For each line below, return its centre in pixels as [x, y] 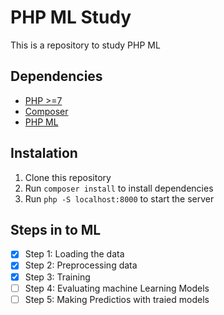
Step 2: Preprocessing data [81, 265]
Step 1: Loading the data [74, 254]
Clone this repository [68, 177]
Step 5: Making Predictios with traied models [117, 299]
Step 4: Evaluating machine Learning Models [117, 288]
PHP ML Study [71, 17]
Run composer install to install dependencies [119, 188]
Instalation [44, 153]
